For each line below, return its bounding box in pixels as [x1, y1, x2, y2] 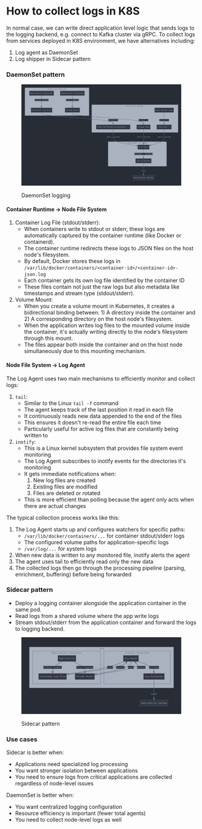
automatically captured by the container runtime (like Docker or [24, 232, 182, 239]
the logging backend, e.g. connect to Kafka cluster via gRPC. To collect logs [6, 30, 195, 37]
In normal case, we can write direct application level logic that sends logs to [6, 24, 195, 31]
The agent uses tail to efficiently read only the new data [14, 558, 154, 565]
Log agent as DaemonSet [14, 48, 78, 56]
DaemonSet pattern [6, 70, 65, 79]
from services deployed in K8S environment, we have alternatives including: [6, 37, 195, 44]
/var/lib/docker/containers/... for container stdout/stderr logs [24, 532, 185, 539]
